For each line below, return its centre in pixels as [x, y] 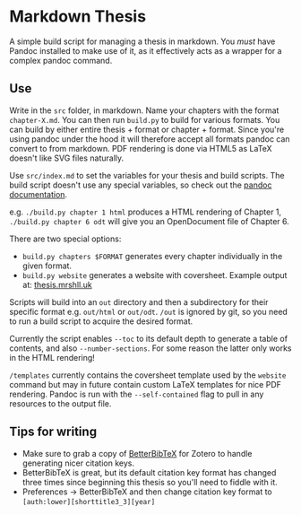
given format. [47, 266]
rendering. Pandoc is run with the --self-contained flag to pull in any [137, 394]
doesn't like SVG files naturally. [67, 158]
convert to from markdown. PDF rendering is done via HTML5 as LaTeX [141, 148]
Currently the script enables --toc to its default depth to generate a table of [149, 338]
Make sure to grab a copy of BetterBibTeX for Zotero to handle [137, 453]
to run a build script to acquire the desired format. [101, 321]
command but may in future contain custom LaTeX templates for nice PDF [146, 384]
